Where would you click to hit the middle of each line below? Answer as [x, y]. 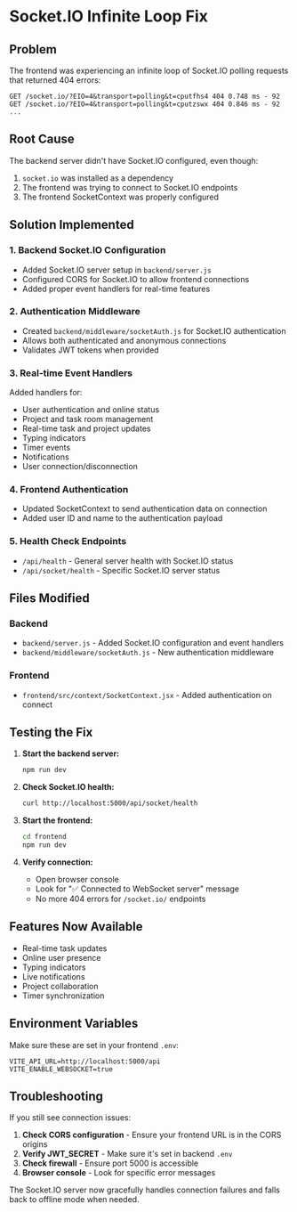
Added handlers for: [46, 393]
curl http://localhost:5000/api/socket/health [110, 803]
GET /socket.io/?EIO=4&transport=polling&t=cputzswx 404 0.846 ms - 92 [144, 104]
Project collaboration [60, 986]
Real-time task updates [64, 948]
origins [35, 1144]
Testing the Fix [51, 732]
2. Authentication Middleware [75, 312]
